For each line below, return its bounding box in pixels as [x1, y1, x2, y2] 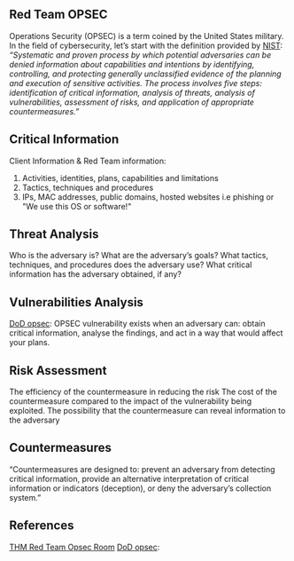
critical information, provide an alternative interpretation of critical [9, 473, 250, 484]
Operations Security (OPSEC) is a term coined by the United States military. [9, 30, 284, 41]
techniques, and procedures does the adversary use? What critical [9, 259, 252, 270]
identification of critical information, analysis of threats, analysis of [9, 87, 255, 98]
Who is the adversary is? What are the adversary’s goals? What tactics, [9, 250, 268, 261]
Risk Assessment [9, 363, 107, 378]
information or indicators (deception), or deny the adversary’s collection [9, 483, 272, 494]
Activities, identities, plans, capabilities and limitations [21, 172, 219, 183]
